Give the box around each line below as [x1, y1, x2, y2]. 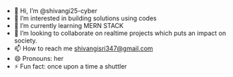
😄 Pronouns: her [13, 55, 64, 62]
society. [13, 36, 37, 45]
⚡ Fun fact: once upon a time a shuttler [13, 62, 127, 70]
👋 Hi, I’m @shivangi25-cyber [13, 7, 97, 15]
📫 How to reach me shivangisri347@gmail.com [13, 44, 153, 52]
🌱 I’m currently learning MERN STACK [13, 22, 124, 29]
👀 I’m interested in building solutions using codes [13, 14, 157, 22]
